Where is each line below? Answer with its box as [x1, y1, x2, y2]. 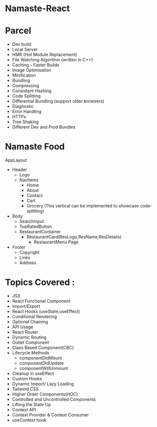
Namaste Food [5, 141, 65, 152]
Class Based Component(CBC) [12, 345, 74, 351]
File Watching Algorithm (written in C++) [12, 57, 93, 63]
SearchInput [19, 219, 44, 224]
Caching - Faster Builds [12, 62, 59, 68]
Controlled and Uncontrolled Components [12, 396, 96, 402]
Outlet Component [12, 339, 50, 345]
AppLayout [5, 157, 27, 163]
